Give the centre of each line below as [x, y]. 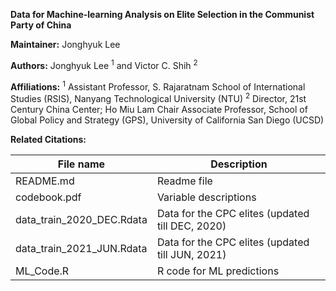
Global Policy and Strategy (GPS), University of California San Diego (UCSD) [167, 120]
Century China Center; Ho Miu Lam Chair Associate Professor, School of [159, 109]
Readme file [184, 181]
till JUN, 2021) [191, 254]
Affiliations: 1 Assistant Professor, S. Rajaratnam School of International [158, 86]
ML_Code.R [42, 271]
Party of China [41, 25]
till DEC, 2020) [191, 226]
